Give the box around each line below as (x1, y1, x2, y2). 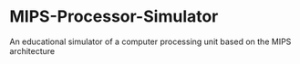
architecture (9, 45, 56, 56)
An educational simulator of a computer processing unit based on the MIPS (9, 36, 292, 47)
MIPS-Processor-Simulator (9, 6, 219, 27)
